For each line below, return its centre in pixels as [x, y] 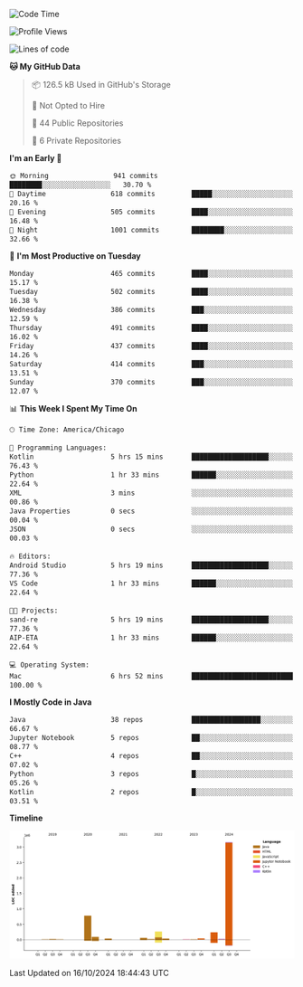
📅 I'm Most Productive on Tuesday [76, 256]
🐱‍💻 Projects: [34, 611]
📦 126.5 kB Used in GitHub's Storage [101, 85]
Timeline [26, 818]
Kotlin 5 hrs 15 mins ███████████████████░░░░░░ [151, 457]
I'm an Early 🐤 [36, 158]
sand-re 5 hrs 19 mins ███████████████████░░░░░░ [151, 620]
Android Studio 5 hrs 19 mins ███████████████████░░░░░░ [151, 565]
